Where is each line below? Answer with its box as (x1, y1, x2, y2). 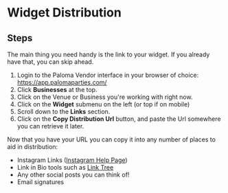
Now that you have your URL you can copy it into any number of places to (7, 135, 216, 144)
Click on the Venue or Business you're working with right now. (16, 93, 193, 101)
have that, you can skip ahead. (7, 58, 94, 66)
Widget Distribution (7, 5, 122, 21)
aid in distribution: (7, 143, 58, 150)
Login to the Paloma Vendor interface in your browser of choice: (16, 71, 199, 79)
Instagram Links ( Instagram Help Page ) (16, 156, 128, 164)
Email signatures (16, 178, 65, 186)
